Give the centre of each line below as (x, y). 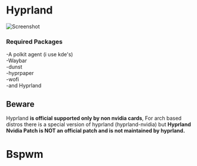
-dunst (14, 67)
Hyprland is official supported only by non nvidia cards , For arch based (94, 118)
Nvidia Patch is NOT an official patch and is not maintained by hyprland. (96, 131)
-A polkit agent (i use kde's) (40, 55)
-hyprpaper (20, 73)
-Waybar (17, 61)
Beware (20, 104)
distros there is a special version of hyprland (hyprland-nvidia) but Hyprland (98, 124)
